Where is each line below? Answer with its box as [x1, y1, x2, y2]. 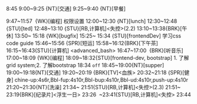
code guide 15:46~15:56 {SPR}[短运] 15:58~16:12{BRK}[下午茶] [6, 40, 158, 46]
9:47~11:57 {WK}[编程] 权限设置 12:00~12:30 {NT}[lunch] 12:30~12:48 [6, 18, 178, 25]
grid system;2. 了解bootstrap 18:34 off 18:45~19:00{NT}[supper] [6, 62, 165, 69]
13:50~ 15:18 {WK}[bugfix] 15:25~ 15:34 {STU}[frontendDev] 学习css [14, 32, 182, 39]
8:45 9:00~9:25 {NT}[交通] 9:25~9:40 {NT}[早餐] [6, 5, 126, 12]
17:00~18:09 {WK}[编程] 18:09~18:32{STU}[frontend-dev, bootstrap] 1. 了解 [6, 55, 189, 61]
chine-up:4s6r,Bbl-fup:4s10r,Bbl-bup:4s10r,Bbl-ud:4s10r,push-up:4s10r [14, 76, 189, 83]
